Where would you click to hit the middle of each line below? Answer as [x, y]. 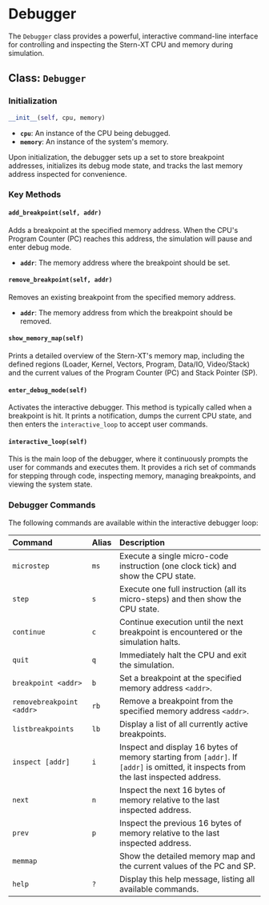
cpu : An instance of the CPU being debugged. [95, 133]
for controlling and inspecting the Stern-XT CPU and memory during [121, 44]
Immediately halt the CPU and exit [183, 655]
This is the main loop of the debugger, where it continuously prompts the [128, 459]
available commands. [159, 889]
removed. [36, 321]
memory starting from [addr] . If [178, 757]
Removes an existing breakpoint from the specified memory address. [122, 297]
